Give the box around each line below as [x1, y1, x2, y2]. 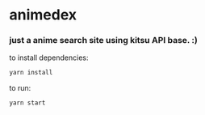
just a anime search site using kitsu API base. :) [9, 35, 199, 46]
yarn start [9, 99, 46, 107]
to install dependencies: [9, 53, 89, 62]
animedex [9, 6, 77, 24]
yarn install [9, 69, 53, 77]
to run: [9, 83, 31, 93]
